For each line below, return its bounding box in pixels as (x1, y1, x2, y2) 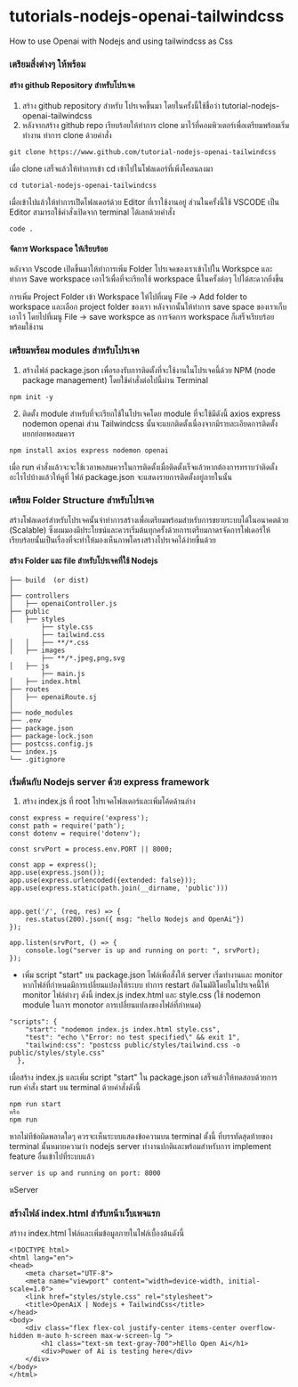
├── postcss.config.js (9, 739, 93, 749)
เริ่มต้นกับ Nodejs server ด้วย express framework (9, 775, 210, 787)
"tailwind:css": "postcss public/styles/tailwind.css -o (25, 1040, 241, 1050)
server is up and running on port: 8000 (9, 1169, 162, 1178)
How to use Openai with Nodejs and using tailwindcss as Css (9, 36, 233, 46)
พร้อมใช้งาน (9, 322, 44, 332)
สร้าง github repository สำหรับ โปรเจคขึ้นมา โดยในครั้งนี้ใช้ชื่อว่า (21, 101, 221, 111)
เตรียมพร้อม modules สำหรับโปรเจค (9, 345, 140, 357)
